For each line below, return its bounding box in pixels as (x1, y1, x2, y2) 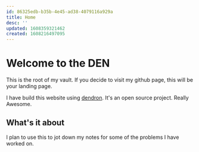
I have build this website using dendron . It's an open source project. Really (6, 94, 189, 101)
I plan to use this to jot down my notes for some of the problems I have (6, 134, 179, 141)
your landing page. (6, 83, 52, 90)
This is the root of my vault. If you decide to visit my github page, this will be (6, 76, 194, 83)
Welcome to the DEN (6, 57, 110, 70)
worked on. (6, 139, 34, 147)
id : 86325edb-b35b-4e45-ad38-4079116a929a (6, 8, 113, 15)
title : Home (6, 14, 36, 20)
